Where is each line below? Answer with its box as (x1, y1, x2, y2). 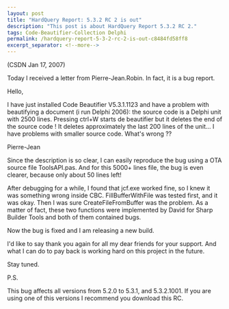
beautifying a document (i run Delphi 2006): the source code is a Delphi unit (7, 108, 221, 116)
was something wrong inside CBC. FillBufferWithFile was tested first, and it (7, 191, 218, 199)
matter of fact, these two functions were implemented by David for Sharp (7, 206, 213, 214)
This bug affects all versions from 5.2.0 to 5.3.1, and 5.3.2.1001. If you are (7, 287, 212, 295)
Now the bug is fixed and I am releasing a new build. (7, 227, 155, 234)
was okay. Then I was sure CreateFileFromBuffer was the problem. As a (7, 199, 208, 206)
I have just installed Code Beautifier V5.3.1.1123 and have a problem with (7, 101, 210, 108)
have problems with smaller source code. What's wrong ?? (7, 129, 172, 138)
